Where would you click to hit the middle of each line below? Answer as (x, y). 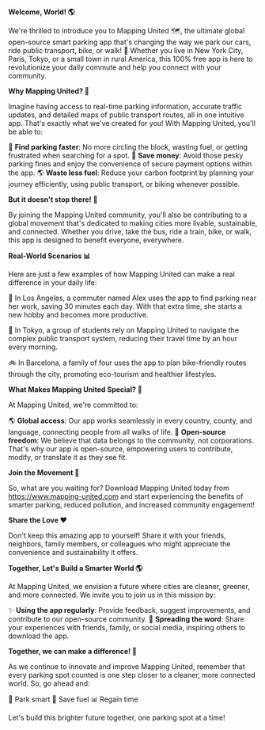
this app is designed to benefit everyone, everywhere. (96, 240)
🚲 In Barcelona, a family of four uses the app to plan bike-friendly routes (127, 363)
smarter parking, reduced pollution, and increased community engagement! (132, 505)
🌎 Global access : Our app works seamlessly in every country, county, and (130, 420)
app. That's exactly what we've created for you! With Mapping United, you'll (132, 123)
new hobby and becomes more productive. (78, 315)
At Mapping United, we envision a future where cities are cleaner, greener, (129, 586)
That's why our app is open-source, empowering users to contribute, (121, 449)
